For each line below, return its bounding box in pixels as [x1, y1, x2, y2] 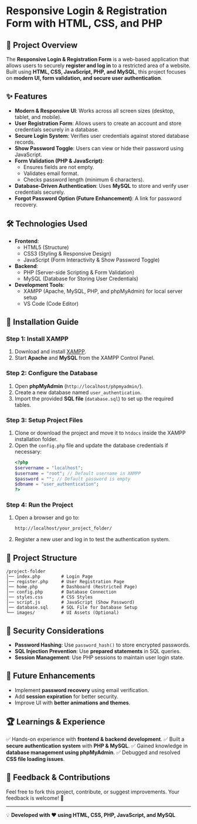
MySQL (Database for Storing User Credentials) [23, 275, 139, 282]
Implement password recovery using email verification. [14, 686, 150, 693]
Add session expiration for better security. [14, 693, 118, 700]
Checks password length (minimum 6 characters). [23, 176, 145, 183]
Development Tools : [14, 281, 65, 288]
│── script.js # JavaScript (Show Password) [6, 600, 135, 605]
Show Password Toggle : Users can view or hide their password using [14, 144, 184, 151]
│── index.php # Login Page [6, 574, 93, 580]
